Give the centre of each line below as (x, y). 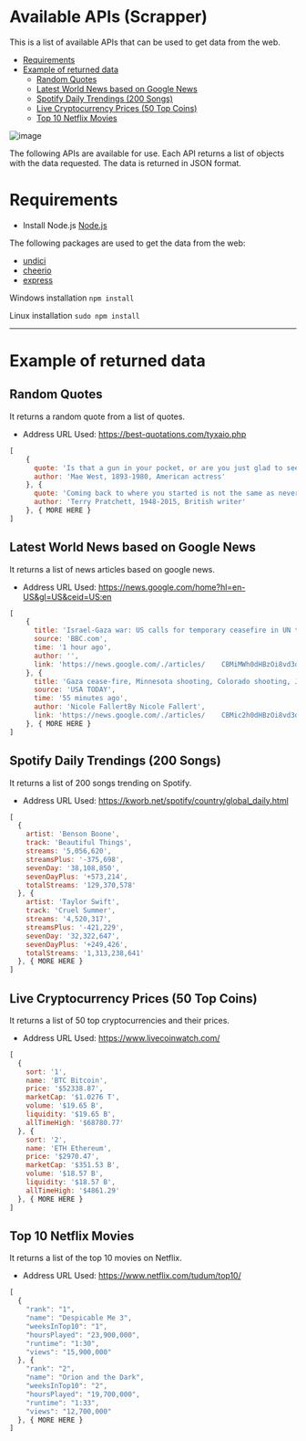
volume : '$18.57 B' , (65, 1174)
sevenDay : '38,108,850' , (73, 868)
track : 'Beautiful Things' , (79, 843)
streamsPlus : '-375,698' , (75, 859)
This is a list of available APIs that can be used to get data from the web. (145, 42)
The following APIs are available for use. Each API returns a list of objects (147, 153)
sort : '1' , (46, 1072)
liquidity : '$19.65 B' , (71, 1115)
